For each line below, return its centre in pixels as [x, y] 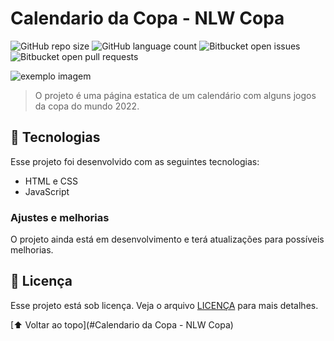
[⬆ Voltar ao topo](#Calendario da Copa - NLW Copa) [122, 324]
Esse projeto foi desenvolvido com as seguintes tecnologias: [135, 161]
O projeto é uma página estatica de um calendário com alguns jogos [175, 95]
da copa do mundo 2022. [87, 106]
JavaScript [47, 191]
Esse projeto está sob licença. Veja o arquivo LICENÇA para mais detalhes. [164, 305]
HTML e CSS [51, 181]
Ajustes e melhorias [60, 217]
